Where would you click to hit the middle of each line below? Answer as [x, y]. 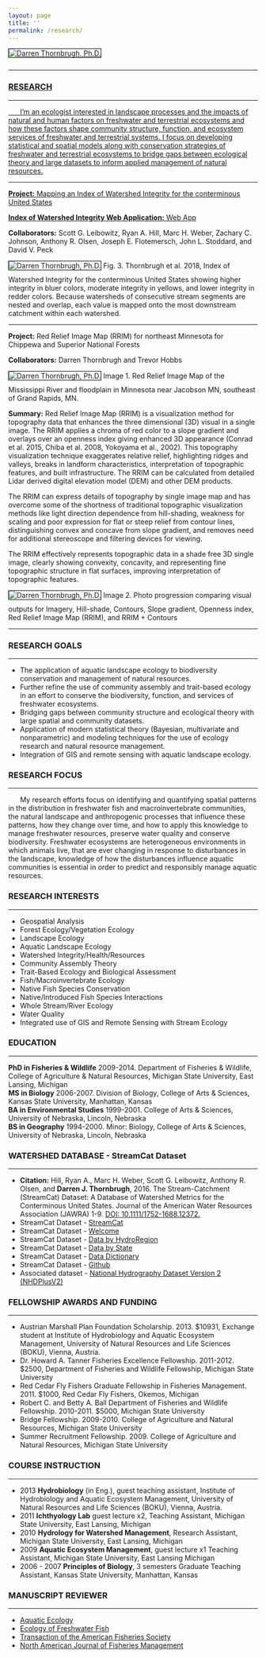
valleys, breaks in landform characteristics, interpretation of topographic [126, 464]
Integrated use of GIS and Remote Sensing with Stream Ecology [123, 1022]
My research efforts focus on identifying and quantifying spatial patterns [138, 800]
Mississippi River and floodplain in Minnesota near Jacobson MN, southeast [132, 389]
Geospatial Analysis [52, 921]
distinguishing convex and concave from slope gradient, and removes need [131, 530]
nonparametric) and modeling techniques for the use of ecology [124, 737]
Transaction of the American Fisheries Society [95, 1637]
